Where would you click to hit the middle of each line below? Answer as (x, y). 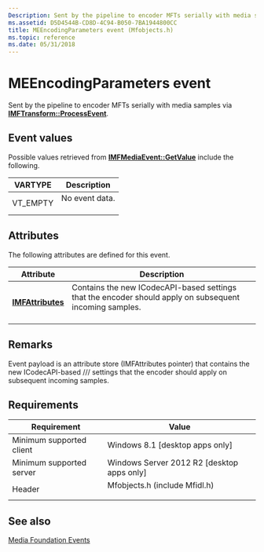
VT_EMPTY (33, 203)
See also (29, 521)
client (22, 450)
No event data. (88, 198)
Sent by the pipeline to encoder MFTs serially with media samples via (120, 105)
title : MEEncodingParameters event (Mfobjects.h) (91, 30)
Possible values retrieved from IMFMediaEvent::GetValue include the (121, 157)
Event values (40, 138)
